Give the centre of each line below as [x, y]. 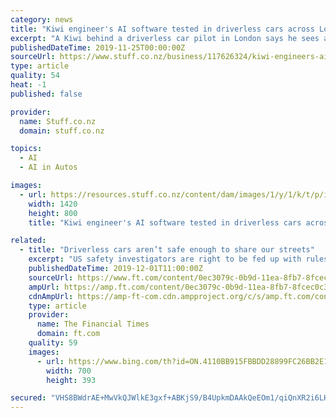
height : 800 [53, 213]
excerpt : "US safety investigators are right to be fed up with [165, 259]
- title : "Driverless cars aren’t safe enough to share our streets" [167, 250]
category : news [42, 19]
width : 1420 [53, 204]
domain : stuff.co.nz [62, 131]
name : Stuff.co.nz [58, 121]
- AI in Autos [48, 167]
